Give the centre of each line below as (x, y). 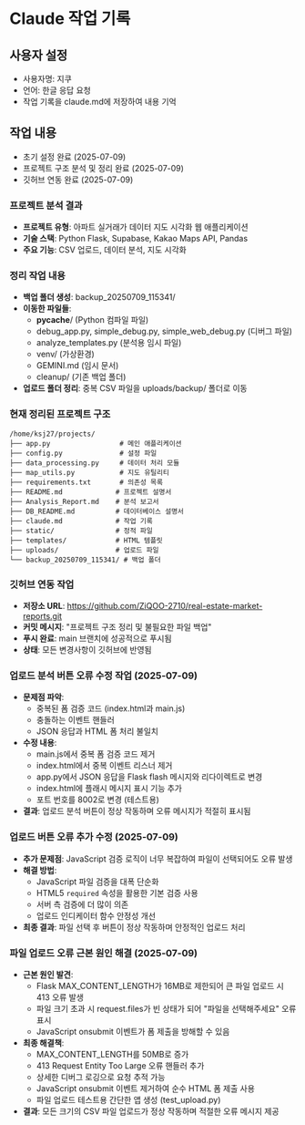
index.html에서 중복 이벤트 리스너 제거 (104, 766)
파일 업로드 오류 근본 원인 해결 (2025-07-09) (104, 953)
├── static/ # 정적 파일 (81, 531)
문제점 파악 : (43, 697)
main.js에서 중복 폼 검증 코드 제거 (96, 754)
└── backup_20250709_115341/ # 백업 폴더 (85, 560)
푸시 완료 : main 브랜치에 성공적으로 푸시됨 (97, 638)
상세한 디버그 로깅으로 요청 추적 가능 (101, 1077)
